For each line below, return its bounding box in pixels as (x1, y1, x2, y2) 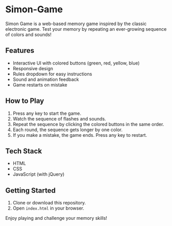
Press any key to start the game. (12, 110, 81, 116)
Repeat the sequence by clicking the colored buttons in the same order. (12, 121, 164, 127)
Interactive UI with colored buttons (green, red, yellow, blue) (12, 60, 140, 66)
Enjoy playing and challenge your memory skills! (5, 215, 107, 221)
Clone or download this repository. (12, 200, 86, 206)
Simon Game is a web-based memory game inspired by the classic (5, 20, 147, 27)
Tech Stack (5, 147, 42, 155)
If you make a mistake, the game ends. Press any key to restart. (12, 132, 147, 138)
